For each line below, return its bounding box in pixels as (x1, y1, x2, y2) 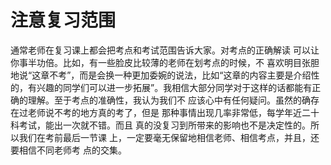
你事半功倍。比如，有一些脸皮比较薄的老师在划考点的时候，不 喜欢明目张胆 (10, 56, 320, 68)
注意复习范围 (10, 9, 117, 32)
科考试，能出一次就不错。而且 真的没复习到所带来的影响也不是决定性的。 (10, 119, 311, 131)
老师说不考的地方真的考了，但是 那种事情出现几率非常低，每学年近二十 (27, 106, 320, 118)
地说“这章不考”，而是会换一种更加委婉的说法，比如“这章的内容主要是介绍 (10, 69, 312, 81)
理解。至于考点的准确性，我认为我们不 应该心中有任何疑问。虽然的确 (27, 94, 311, 106)
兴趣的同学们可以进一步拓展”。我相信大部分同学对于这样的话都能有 (36, 81, 313, 93)
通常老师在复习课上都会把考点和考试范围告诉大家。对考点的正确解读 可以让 (10, 44, 320, 56)
